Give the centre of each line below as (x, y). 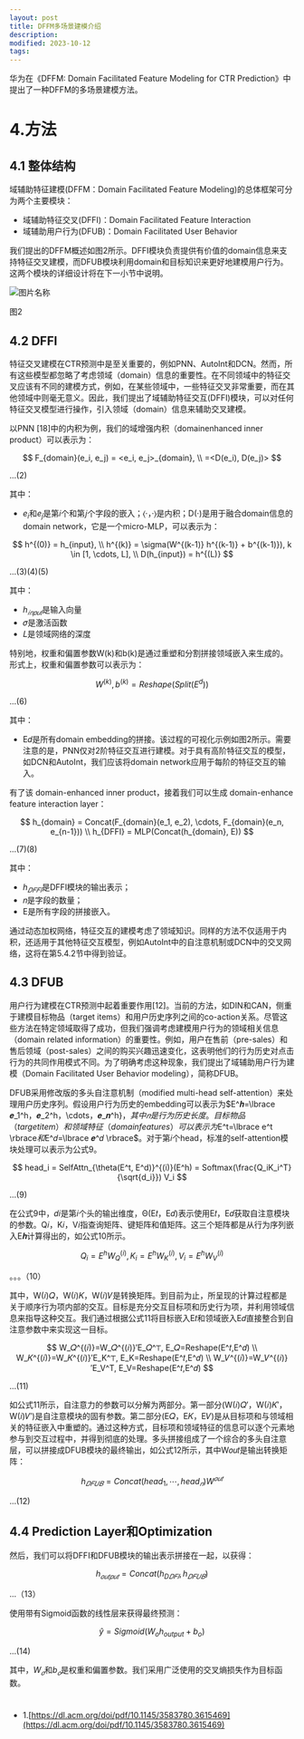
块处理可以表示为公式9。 (56, 1149)
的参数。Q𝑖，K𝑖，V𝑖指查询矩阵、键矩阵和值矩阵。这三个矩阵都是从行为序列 (148, 1224)
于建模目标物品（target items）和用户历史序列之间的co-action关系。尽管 (145, 1017)
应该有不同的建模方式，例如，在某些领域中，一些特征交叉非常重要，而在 (152, 386)
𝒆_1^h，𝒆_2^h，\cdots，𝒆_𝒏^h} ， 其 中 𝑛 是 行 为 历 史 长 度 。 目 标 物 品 (128, 1115)
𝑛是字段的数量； (52, 900)
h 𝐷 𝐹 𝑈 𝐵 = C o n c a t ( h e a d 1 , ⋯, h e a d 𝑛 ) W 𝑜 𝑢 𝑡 (152, 1482)
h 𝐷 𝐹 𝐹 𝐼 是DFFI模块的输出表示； (76, 888)
